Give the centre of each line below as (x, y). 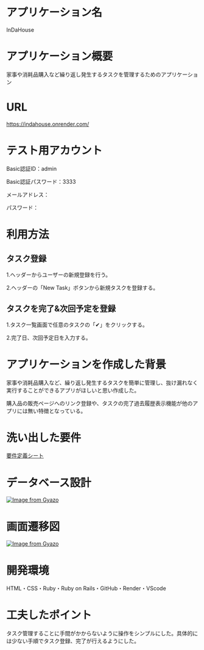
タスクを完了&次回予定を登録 (61, 309)
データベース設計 (49, 482)
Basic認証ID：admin (32, 168)
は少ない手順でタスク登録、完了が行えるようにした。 (73, 641)
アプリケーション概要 (60, 56)
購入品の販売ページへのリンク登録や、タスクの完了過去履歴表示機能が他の (100, 403)
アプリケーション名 (54, 13)
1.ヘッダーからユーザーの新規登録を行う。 (59, 275)
